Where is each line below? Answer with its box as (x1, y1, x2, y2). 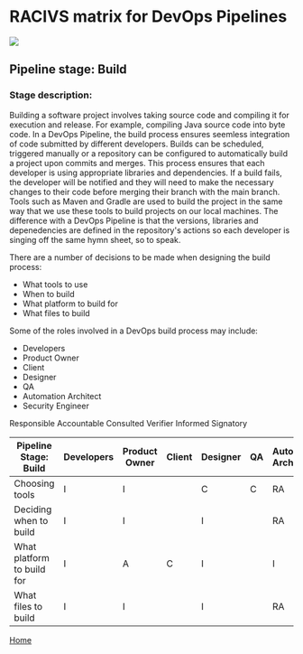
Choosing (14, 477, 55, 490)
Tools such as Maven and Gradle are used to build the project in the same (9, 196, 283, 207)
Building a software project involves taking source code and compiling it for (9, 109, 290, 120)
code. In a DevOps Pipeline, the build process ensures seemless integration (9, 128, 290, 139)
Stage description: (9, 89, 93, 101)
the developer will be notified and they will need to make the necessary (9, 176, 274, 187)
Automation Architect (22, 390, 102, 401)
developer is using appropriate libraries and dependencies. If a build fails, (9, 167, 282, 178)
